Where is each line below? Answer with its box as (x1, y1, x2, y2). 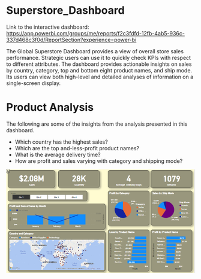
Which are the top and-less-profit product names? (14, 144, 140, 151)
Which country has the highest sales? (14, 138, 108, 145)
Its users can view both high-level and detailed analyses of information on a (6, 73, 194, 80)
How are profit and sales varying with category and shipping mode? (14, 157, 183, 165)
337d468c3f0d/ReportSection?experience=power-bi (6, 36, 137, 43)
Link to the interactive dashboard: (6, 23, 89, 31)
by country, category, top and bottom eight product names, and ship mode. (6, 66, 193, 74)
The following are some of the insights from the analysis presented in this (6, 120, 188, 128)
